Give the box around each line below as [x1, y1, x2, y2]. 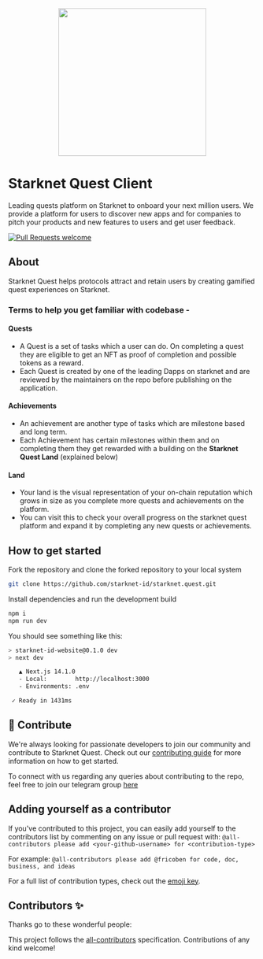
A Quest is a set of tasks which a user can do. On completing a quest [19, 341, 244, 350]
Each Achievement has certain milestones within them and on [19, 435, 220, 445]
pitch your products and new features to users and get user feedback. [8, 217, 236, 227]
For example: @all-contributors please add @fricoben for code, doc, [8, 853, 239, 864]
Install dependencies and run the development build [8, 594, 177, 604]
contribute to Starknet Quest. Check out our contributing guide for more [8, 747, 242, 757]
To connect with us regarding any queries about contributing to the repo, [8, 771, 244, 781]
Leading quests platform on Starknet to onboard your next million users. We [8, 200, 254, 210]
